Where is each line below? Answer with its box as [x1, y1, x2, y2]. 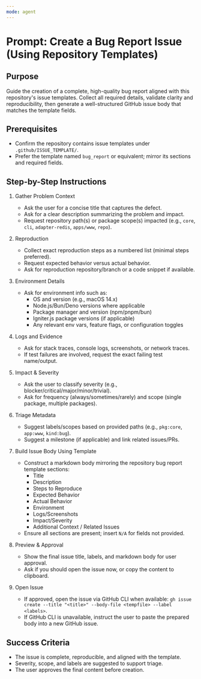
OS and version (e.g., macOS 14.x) [32, 296, 118, 303]
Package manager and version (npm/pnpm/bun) [32, 308, 152, 316]
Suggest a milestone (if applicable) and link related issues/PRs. [23, 436, 180, 443]
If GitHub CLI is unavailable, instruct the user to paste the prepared [23, 613, 190, 621]
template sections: [23, 466, 70, 473]
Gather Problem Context [14, 193, 75, 200]
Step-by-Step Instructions [6, 176, 107, 187]
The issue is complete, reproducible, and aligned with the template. [14, 654, 182, 661]
